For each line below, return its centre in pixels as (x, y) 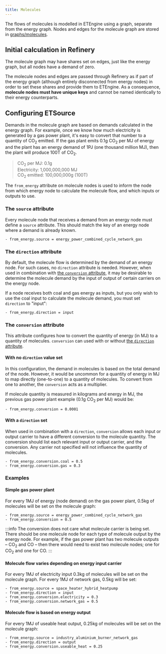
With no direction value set (34, 357)
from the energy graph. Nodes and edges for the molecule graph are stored (82, 29)
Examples (17, 478)
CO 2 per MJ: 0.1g (35, 164)
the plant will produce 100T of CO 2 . (41, 153)
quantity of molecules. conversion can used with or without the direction (80, 341)
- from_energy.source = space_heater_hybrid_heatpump (62, 589)
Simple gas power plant (30, 490)
